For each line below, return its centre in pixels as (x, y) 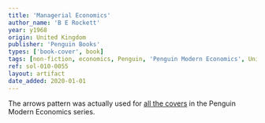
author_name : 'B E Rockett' (54, 23)
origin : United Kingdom (47, 37)
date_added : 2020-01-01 (47, 81)
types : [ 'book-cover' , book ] (56, 52)
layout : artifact (37, 74)
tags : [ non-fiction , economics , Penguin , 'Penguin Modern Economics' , (127, 60)
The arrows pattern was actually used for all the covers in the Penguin (122, 103)
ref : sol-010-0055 (38, 67)
